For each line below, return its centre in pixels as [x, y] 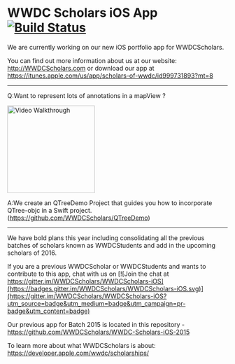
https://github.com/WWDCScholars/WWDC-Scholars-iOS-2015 [99, 332]
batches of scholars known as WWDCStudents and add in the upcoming [111, 245]
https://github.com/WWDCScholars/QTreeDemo [79, 218]
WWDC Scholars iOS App [83, 13]
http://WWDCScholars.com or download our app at [81, 68]
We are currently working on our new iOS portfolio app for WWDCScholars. [116, 47]
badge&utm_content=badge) [49, 311]
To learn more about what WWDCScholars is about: [81, 345]
